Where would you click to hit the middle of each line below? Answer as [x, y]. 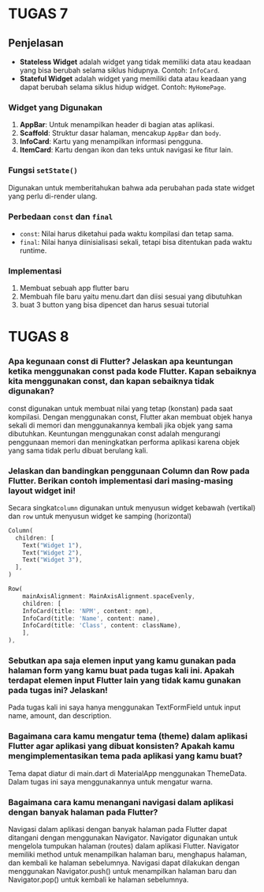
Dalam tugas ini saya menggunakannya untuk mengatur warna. [110, 781]
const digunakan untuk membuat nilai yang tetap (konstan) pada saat [121, 408]
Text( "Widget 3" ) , [52, 560]
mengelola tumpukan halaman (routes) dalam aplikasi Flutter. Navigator [124, 845]
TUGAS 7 [38, 14]
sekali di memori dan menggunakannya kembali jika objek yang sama [121, 425]
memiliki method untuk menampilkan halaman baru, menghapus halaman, [128, 854]
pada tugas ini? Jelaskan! [58, 691]
